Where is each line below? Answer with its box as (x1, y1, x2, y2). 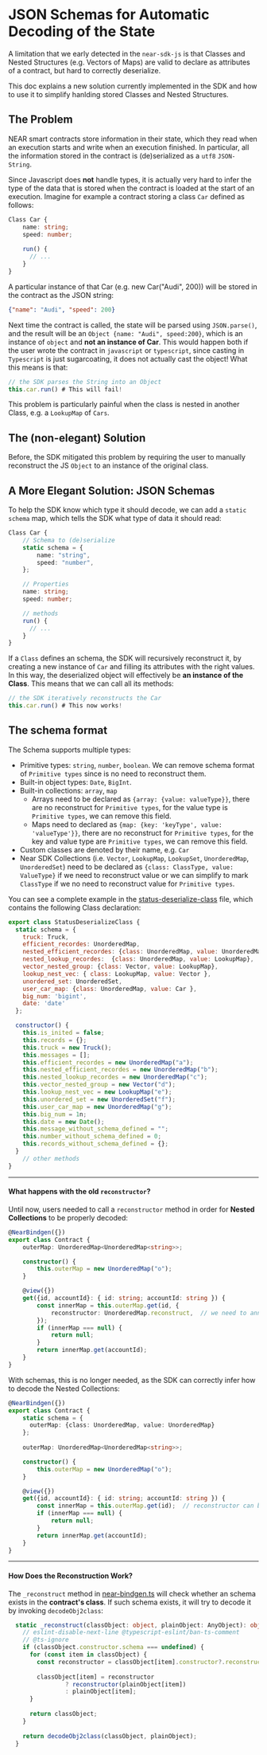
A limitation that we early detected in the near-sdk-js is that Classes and (8, 49, 246, 58)
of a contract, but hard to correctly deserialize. (8, 65, 161, 75)
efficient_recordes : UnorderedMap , (22, 940, 141, 949)
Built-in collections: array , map (19, 785, 118, 795)
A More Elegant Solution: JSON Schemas (8, 484, 215, 497)
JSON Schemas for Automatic (8, 6, 210, 24)
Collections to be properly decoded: (8, 1212, 129, 1222)
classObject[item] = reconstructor (37, 1673, 155, 1681)
